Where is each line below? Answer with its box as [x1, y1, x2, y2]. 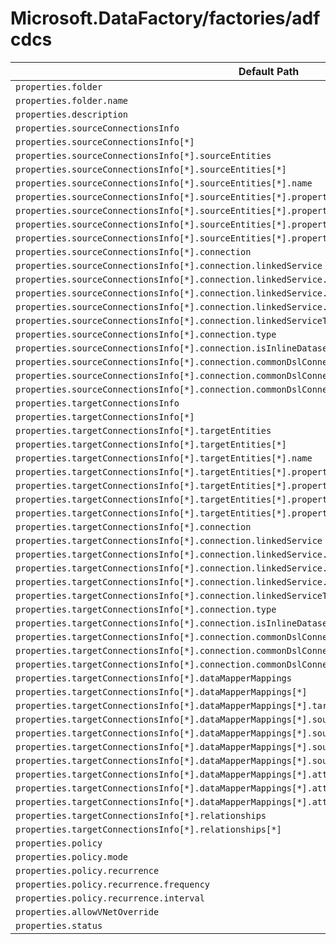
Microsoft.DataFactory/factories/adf [10, 7, 321, 30]
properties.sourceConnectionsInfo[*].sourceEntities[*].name [15, 177, 313, 189]
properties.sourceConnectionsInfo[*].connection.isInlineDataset [15, 342, 333, 354]
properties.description [15, 108, 129, 120]
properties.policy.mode [15, 851, 129, 862]
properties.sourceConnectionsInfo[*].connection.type [15, 328, 277, 340]
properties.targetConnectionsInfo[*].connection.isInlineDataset [15, 617, 333, 629]
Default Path [238, 64, 300, 78]
